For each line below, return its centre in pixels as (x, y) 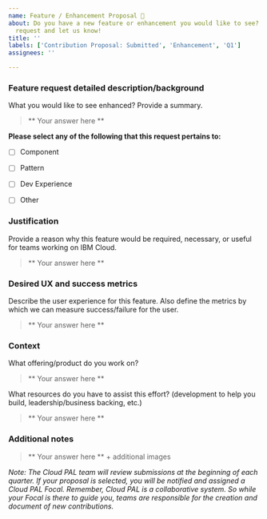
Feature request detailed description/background (106, 87)
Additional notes (41, 439)
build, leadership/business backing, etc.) (75, 403)
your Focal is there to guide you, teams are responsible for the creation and (133, 497)
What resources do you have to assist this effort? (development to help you (132, 394)
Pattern (32, 168)
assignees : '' (32, 53)
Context (24, 346)
